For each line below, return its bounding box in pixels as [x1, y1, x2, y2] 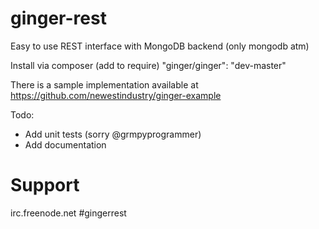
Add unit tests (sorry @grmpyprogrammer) [24, 128, 202, 140]
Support [10, 174, 80, 197]
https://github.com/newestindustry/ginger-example [10, 89, 222, 101]
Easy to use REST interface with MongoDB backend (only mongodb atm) [10, 40, 310, 52]
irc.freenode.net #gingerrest [10, 207, 127, 219]
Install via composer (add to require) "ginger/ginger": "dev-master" [10, 59, 287, 71]
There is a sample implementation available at [10, 78, 199, 91]
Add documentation [24, 138, 107, 151]
